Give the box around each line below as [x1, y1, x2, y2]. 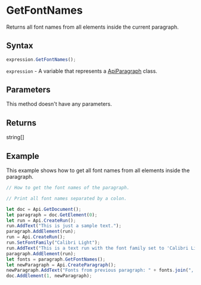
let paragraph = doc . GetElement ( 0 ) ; [6, 212, 98, 218]
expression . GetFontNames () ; [6, 56, 77, 63]
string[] [6, 134, 25, 141]
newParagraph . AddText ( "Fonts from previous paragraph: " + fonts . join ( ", [6, 267, 194, 274]
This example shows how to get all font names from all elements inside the [6, 167, 190, 174]
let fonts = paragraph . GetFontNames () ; [6, 256, 106, 262]
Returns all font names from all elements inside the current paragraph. [6, 23, 179, 30]
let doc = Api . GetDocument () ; [6, 206, 82, 212]
